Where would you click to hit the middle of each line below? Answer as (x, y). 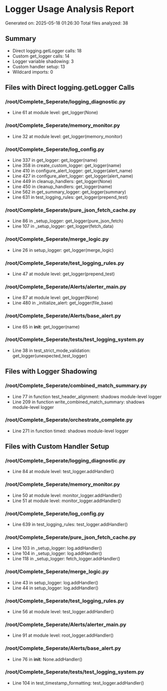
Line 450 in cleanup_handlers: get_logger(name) (62, 187)
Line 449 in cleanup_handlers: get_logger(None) (62, 181)
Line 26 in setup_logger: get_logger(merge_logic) (63, 250)
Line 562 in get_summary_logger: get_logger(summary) (69, 192)
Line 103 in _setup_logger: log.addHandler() (57, 548)
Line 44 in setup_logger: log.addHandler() (55, 588)
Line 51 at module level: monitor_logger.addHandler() (67, 501)
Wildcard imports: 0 (33, 72)
